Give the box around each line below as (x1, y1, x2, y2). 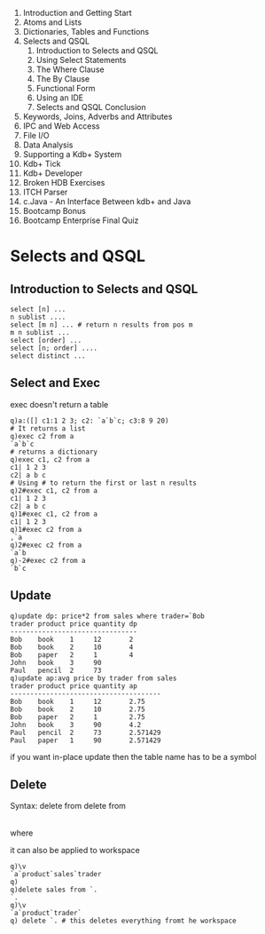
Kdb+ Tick (22, 159, 61, 169)
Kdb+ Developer (22, 168, 83, 178)
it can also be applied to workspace (10, 845, 140, 856)
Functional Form (35, 83, 96, 93)
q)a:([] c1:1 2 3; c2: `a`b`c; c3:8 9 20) (10, 416, 169, 425)
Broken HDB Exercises (22, 178, 105, 187)
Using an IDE (35, 92, 83, 103)
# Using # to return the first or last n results (10, 479, 198, 487)
